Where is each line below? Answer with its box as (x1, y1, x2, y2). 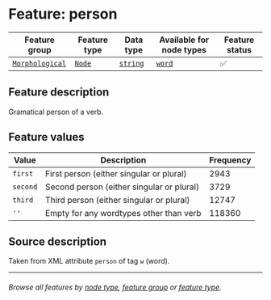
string (119, 58, 144, 68)
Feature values (8, 130, 85, 144)
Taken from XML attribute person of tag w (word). (8, 256, 170, 266)
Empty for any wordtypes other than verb (45, 207, 202, 218)
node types (161, 44, 207, 55)
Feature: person (8, 5, 118, 23)
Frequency (209, 154, 252, 166)
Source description (8, 235, 107, 248)
